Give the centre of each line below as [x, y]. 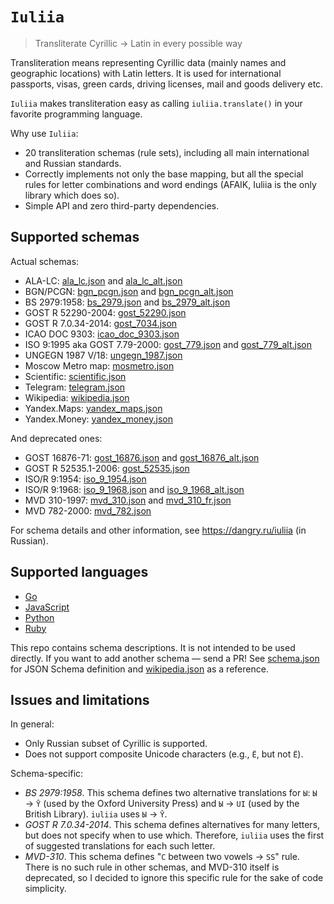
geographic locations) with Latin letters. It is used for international [146, 73]
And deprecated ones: [56, 438]
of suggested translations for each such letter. [120, 846]
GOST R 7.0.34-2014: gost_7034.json [101, 323]
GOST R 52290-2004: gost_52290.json [105, 312]
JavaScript [47, 607]
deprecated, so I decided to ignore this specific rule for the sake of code [174, 878]
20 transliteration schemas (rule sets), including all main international [167, 152]
